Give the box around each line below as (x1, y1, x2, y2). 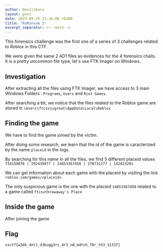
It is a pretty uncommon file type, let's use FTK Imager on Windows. (5, 58, 141, 64)
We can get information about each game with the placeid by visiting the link (5, 170, 158, 176)
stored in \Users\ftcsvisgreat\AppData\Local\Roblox (5, 105, 111, 111)
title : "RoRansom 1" (5, 20, 47, 26)
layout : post (5, 12, 32, 17)
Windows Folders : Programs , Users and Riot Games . (5, 90, 107, 96)
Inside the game (5, 203, 55, 211)
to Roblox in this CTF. (5, 44, 48, 50)
